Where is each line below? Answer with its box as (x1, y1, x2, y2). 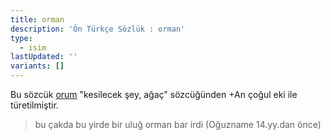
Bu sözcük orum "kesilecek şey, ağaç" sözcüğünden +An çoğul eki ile (10, 89, 298, 100)
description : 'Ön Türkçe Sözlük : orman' (10, 24, 186, 34)
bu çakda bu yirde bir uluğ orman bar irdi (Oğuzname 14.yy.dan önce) (34, 119, 322, 130)
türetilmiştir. (10, 99, 59, 111)
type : (10, 33, 33, 43)
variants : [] (10, 61, 65, 71)
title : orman (10, 14, 65, 25)
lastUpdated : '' (10, 52, 78, 62)
